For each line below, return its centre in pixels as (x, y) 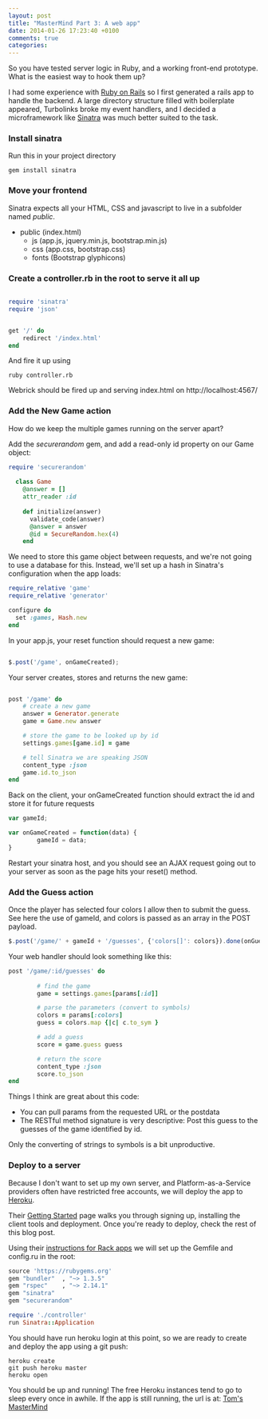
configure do (30, 610)
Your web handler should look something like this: (90, 956)
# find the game (64, 986)
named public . (32, 216)
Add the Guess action (51, 892)
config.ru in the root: (42, 1256)
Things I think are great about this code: (74, 1097)
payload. (23, 927)
